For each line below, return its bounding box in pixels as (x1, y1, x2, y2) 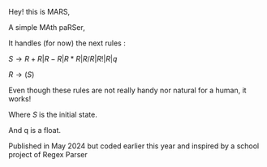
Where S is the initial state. (8, 109, 97, 119)
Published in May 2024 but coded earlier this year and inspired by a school (8, 141, 260, 151)
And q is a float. (8, 126, 62, 135)
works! (8, 94, 32, 104)
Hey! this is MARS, (8, 7, 71, 16)
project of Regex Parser (8, 150, 88, 159)
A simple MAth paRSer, (8, 23, 85, 32)
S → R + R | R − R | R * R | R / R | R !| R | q (8, 54, 118, 63)
